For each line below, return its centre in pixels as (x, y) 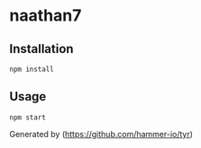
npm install (32, 69)
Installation (41, 49)
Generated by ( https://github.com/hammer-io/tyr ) (101, 134)
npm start (28, 118)
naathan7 (46, 16)
